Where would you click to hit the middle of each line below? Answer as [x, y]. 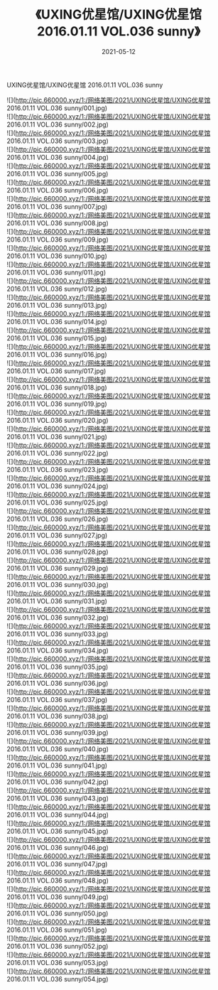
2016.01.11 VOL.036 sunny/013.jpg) [57, 305]
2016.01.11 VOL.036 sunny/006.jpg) [58, 190]
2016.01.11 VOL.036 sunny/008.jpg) [58, 223]
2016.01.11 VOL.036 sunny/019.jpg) [57, 404]
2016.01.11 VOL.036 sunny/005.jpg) [58, 173]
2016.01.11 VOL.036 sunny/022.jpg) [58, 453]
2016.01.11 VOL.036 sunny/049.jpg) [58, 897]
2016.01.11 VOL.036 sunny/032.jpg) [58, 617]
